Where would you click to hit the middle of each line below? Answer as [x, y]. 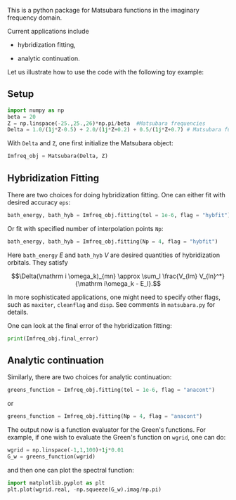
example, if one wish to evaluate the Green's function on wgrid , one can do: [117, 438]
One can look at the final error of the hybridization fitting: [90, 325]
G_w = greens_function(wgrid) [52, 457]
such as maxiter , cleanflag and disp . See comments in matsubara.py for [111, 304]
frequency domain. [34, 18]
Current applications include [48, 31]
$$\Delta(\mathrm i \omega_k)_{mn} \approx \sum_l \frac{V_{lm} [104, 276]
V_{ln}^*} [212, 276]
